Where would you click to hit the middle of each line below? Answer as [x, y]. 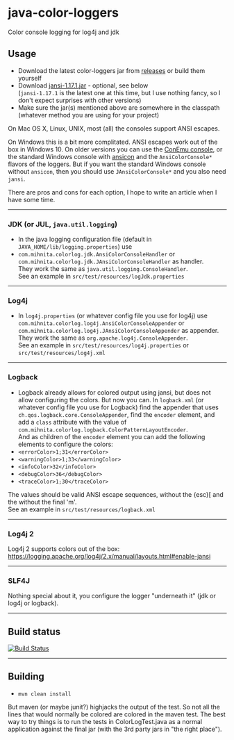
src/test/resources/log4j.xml [62, 353]
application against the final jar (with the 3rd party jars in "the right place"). [115, 729]
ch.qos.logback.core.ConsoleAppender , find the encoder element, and [116, 414]
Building [26, 676]
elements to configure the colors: [65, 444]
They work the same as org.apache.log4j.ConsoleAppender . [103, 338]
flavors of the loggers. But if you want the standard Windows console [107, 164]
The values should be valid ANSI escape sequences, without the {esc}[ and [116, 494]
